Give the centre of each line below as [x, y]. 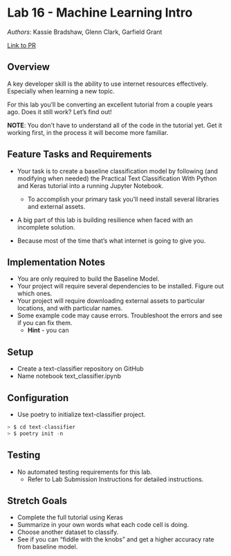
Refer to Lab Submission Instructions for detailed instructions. [115, 479]
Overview [29, 67]
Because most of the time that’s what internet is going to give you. [111, 241]
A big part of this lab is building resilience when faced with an [105, 220]
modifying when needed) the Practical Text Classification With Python [117, 178]
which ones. [35, 294]
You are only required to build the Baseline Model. [88, 279]
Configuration [38, 398]
